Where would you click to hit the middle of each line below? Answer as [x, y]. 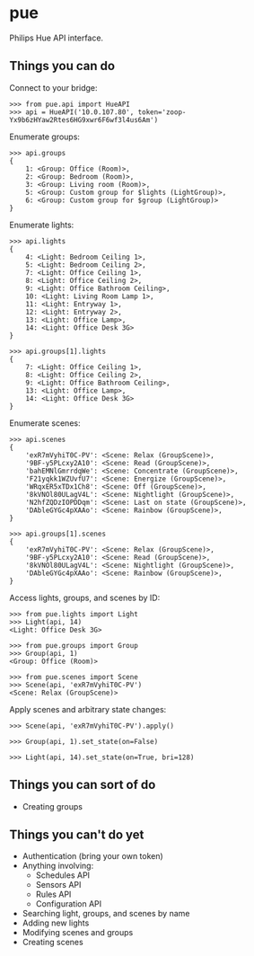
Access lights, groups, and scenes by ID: [85, 597]
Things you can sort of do [83, 785]
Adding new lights [56, 923]
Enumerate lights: [42, 225]
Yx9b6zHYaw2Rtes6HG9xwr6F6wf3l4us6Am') [84, 119]
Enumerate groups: [45, 137]
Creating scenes [53, 943]
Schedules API [63, 875]
